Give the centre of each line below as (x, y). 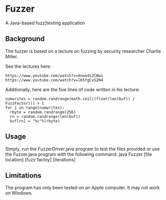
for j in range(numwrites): (35, 108)
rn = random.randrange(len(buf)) (45, 116)
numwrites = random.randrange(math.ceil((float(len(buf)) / (70, 99)
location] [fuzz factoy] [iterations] (41, 159)
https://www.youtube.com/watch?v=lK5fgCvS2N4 (54, 80)
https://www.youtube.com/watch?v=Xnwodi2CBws (54, 76)
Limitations (23, 175)
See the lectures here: (28, 66)
